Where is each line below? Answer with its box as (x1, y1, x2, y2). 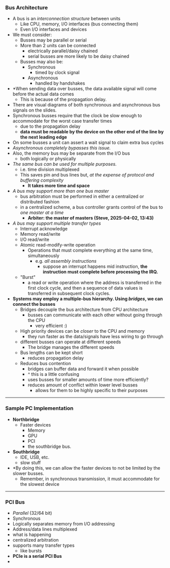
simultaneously (27, 253, 60, 259)
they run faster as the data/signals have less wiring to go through (27, 334, 163, 340)
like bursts (20, 547, 42, 554)
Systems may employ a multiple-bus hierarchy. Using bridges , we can (12, 296, 163, 302)
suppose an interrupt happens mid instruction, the (42, 263, 148, 270)
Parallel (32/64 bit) (12, 510, 52, 516)
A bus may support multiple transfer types (12, 220, 101, 227)
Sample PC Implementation (5, 405, 74, 412)
